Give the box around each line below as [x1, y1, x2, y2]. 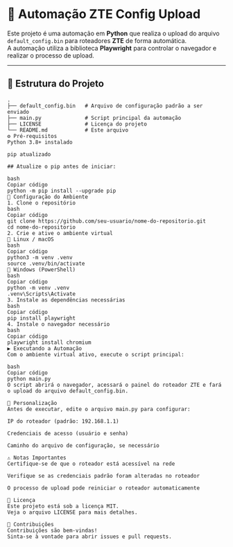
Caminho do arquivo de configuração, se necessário [7, 442, 159, 449]
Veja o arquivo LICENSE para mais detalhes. [7, 509, 138, 516]
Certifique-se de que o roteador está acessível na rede [7, 460, 175, 467]
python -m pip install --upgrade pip [7, 187, 116, 194]
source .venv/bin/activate [7, 260, 85, 267]
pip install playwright [7, 315, 76, 322]
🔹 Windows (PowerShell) [7, 266, 76, 273]
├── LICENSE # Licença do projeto [7, 121, 148, 128]
